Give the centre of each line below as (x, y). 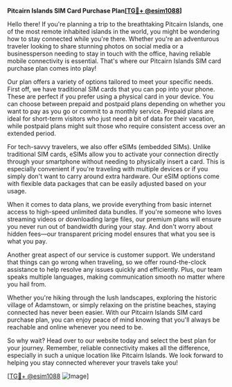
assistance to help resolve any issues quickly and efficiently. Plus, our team (115, 269)
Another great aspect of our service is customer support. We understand (111, 255)
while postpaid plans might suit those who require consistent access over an (116, 126)
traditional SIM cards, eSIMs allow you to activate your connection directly (113, 154)
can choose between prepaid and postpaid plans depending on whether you (116, 104)
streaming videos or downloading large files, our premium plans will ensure (114, 219)
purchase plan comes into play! (52, 68)
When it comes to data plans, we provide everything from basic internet (109, 204)
